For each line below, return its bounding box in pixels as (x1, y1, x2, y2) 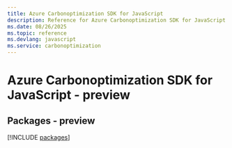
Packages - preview (7, 115, 95, 126)
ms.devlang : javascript (7, 36, 77, 43)
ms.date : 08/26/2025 (7, 23, 68, 30)
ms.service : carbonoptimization (7, 42, 101, 49)
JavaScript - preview (7, 88, 131, 103)
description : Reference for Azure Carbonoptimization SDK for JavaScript (7, 17, 226, 24)
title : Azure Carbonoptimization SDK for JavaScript (7, 10, 164, 17)
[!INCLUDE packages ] (7, 133, 70, 141)
